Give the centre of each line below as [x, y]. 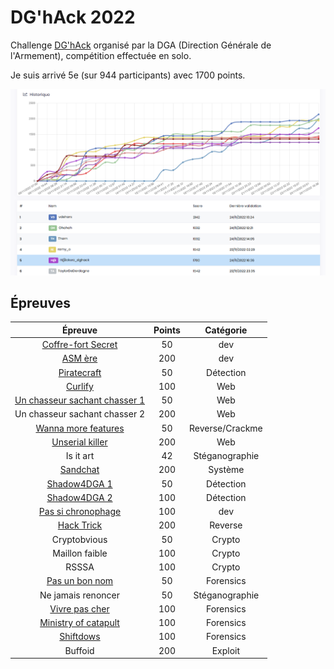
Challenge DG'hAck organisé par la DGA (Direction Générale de [141, 45]
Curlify [80, 386]
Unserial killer [79, 442]
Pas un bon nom [80, 581]
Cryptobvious [79, 539]
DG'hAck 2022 [73, 17]
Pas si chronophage [80, 512]
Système [226, 470]
